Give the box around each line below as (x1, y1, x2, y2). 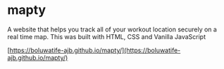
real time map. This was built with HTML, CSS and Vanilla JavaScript (7, 32, 206, 40)
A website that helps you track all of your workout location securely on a (7, 25, 217, 33)
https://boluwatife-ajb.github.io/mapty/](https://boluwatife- (9, 46, 181, 54)
